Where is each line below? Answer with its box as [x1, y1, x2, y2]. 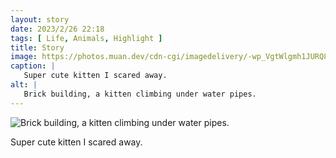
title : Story [10, 42, 65, 53]
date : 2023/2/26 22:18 [10, 24, 105, 34]
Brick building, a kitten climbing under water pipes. [23, 89, 257, 99]
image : [10, 52, 38, 62]
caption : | [10, 61, 56, 71]
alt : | [10, 80, 38, 90]
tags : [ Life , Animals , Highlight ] [10, 33, 163, 43]
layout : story [10, 14, 70, 25]
